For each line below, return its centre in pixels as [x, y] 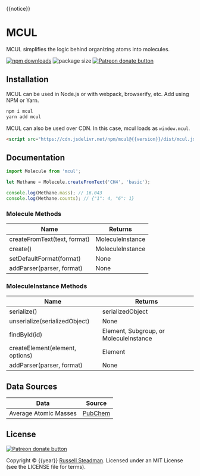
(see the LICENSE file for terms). [46, 466]
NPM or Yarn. [23, 100]
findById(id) [26, 335]
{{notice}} [18, 9]
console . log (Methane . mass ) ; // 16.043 [54, 193]
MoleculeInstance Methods [47, 286]
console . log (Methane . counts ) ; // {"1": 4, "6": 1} [70, 198]
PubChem [96, 413]
